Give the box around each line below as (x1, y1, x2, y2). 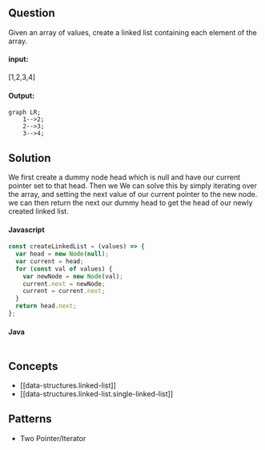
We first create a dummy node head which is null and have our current (8, 172, 241, 183)
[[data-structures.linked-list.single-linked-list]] (19, 389, 174, 399)
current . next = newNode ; (22, 279, 106, 287)
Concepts (8, 360, 58, 373)
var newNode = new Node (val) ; (22, 272, 124, 280)
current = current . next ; (22, 287, 106, 295)
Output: (8, 90, 34, 100)
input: (8, 54, 29, 64)
